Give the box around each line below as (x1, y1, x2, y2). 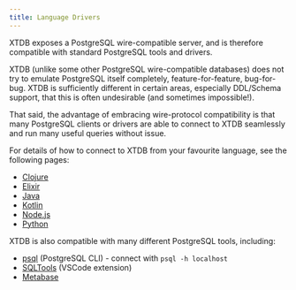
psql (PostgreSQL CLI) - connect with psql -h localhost (21, 253, 228, 263)
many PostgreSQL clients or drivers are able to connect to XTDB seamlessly (9, 118, 285, 129)
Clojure (21, 172, 49, 182)
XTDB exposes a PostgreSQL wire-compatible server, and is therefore (9, 37, 263, 48)
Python (21, 218, 49, 229)
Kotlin (21, 200, 43, 210)
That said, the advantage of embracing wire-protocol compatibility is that (9, 109, 276, 119)
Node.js (21, 209, 51, 219)
